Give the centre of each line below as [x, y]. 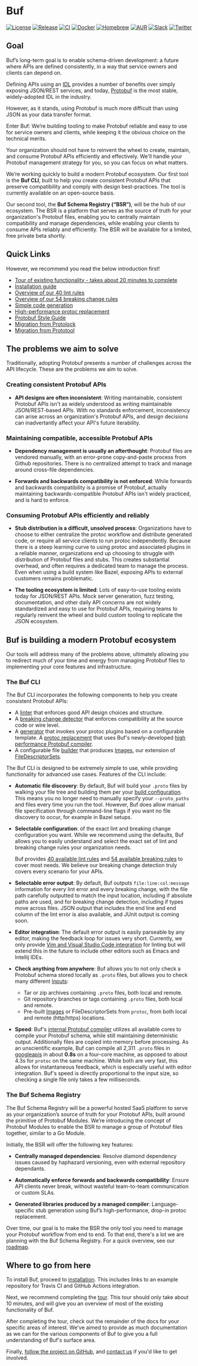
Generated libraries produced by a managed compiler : [82, 1204]
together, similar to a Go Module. [46, 1133]
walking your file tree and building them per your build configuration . [98, 792]
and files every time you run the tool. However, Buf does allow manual [100, 805]
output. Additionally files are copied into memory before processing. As [102, 1042]
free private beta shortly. [36, 235]
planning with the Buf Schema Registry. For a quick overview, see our [91, 1241]
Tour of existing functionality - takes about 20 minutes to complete [96, 280]
